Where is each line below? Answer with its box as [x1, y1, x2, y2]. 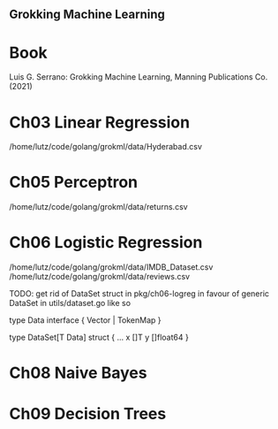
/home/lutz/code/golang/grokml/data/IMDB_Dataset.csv [9, 262, 214, 272]
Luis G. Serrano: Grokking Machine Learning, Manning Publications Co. [9, 72, 268, 82]
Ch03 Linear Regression [9, 112, 191, 132]
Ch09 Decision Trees [9, 403, 167, 424]
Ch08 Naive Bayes [9, 363, 147, 383]
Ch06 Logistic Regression [9, 233, 203, 253]
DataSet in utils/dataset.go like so [9, 298, 131, 309]
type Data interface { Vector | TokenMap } [9, 315, 162, 326]
